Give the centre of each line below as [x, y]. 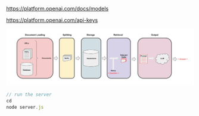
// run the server [29, 95]
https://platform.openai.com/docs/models [57, 9]
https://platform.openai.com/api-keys [52, 20]
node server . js [25, 107]
